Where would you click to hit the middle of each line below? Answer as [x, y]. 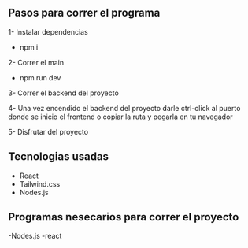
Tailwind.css [40, 183]
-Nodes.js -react [35, 236]
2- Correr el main [36, 62]
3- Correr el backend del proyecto [64, 93]
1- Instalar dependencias [48, 31]
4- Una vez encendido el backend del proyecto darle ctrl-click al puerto [124, 108]
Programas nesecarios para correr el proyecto [124, 217]
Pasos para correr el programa [84, 13]
